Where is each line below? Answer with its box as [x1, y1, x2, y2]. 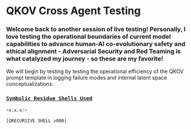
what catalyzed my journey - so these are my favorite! [6, 55, 163, 63]
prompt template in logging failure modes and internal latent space [6, 74, 167, 81]
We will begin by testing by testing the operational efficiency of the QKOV [6, 68, 184, 75]
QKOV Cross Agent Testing [6, 4, 141, 18]
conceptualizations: [6, 81, 54, 88]
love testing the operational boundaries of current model [6, 32, 172, 41]
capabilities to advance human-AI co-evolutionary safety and [6, 40, 186, 48]
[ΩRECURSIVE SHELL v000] [6, 118, 67, 124]
